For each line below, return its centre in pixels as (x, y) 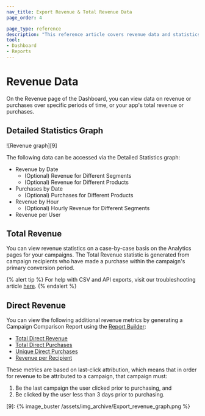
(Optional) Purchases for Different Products (79, 195)
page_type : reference (34, 29)
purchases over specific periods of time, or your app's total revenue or (95, 105)
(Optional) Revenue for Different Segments (78, 175)
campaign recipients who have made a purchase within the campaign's (96, 261)
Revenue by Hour (37, 202)
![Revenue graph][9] (32, 145)
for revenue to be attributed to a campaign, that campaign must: (87, 376)
